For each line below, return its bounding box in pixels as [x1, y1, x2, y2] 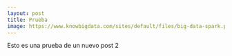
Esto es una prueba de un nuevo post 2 [7, 42, 119, 50]
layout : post [7, 10, 45, 17]
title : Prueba [7, 16, 48, 23]
